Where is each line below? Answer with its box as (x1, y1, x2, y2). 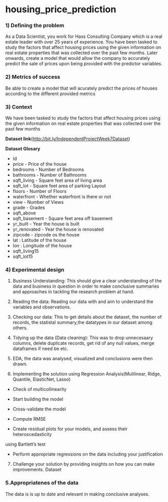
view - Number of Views (12, 199, 64, 205)
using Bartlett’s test (5, 441, 46, 447)
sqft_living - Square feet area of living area (12, 178, 102, 184)
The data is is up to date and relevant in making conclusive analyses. (5, 491, 150, 497)
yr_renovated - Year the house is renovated (12, 226, 104, 232)
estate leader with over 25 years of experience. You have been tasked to (5, 39, 158, 45)
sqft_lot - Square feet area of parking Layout (12, 183, 106, 189)
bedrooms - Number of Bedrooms (12, 166, 84, 172)
